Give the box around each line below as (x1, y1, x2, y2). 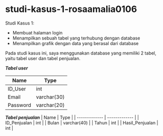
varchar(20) (36, 101, 65, 108)
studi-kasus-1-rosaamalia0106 (5, 3, 137, 15)
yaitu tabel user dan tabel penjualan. (5, 55, 80, 61)
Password (8, 101, 32, 108)
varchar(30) (36, 93, 65, 100)
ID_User (8, 85, 26, 92)
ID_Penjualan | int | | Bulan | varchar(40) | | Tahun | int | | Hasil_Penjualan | (5, 119, 158, 125)
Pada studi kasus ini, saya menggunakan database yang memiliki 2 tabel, (5, 50, 157, 56)
